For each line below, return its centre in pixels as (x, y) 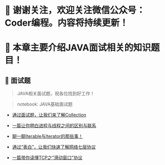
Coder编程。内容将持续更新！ (67, 23)
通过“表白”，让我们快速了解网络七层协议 (54, 147)
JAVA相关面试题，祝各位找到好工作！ (56, 94)
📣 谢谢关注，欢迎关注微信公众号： (75, 10)
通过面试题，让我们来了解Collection (49, 115)
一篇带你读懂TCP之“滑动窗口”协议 (47, 158)
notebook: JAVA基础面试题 (45, 104)
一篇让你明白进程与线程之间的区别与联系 (54, 126)
